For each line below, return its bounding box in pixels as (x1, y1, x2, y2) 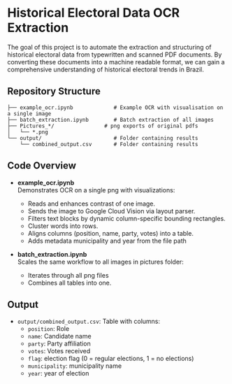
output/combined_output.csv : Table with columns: (17, 317, 161, 326)
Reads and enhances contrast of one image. (27, 199, 156, 208)
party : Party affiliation (27, 339, 91, 348)
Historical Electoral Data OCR (7, 5, 180, 21)
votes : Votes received (27, 347, 91, 355)
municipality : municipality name (27, 362, 122, 370)
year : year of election (27, 369, 89, 378)
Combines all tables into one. (27, 278, 112, 287)
